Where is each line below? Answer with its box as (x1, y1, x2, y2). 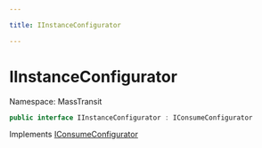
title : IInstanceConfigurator (9, 20, 122, 29)
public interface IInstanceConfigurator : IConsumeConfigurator (9, 113, 253, 122)
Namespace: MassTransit (9, 96, 102, 106)
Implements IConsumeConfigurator (9, 129, 138, 140)
